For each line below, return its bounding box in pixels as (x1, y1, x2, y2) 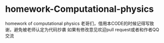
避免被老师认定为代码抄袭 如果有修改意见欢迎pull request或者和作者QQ (13, 26, 160, 33)
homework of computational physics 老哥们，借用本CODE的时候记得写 (5, 20, 150, 26)
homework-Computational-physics (5, 3, 154, 15)
